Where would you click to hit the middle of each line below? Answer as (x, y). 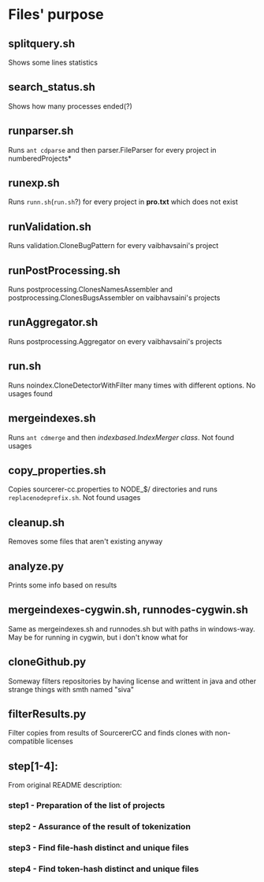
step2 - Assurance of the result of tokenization (100, 827)
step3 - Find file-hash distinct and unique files (99, 847)
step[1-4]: (33, 766)
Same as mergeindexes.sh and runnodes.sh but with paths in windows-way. (132, 628)
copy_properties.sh (57, 470)
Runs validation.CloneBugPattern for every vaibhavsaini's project (113, 246)
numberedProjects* (40, 158)
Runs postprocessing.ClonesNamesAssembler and (91, 290)
